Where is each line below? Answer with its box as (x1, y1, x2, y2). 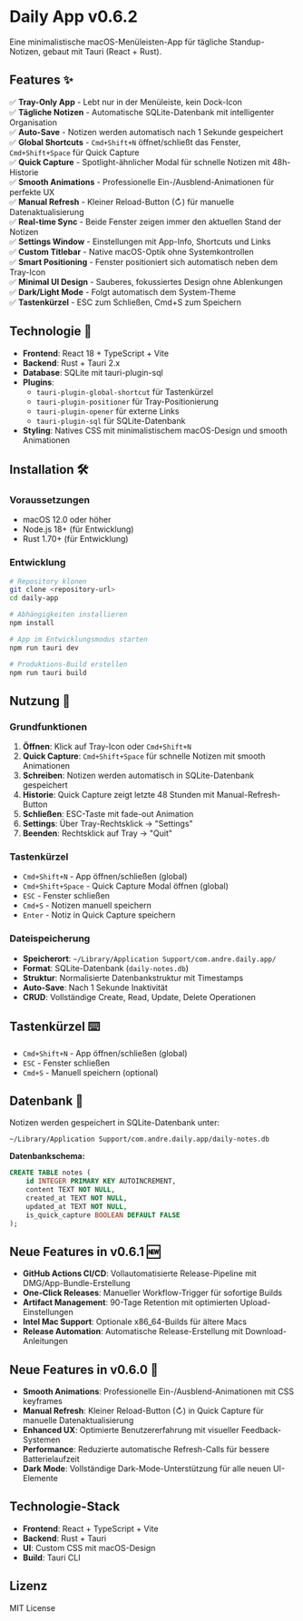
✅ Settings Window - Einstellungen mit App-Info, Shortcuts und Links (9, 236, 271, 247)
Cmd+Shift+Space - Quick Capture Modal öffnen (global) (22, 880, 230, 891)
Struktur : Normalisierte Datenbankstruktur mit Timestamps (22, 972, 244, 983)
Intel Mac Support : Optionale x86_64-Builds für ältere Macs (22, 1316, 248, 1327)
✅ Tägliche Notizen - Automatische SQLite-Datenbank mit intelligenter (9, 106, 275, 117)
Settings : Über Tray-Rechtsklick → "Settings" (22, 819, 193, 830)
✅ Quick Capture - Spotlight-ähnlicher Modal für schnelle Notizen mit (9, 156, 270, 167)
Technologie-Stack (9, 1499, 121, 1515)
